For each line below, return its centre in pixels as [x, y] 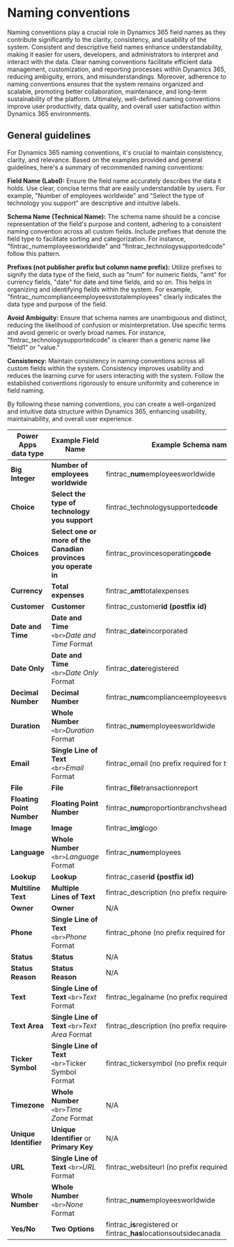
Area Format [72, 1034]
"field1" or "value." [34, 347]
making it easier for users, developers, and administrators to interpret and [113, 54]
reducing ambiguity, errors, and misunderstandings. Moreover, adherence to [117, 76]
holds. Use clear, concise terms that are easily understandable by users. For [116, 188]
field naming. [26, 390]
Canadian [68, 549]
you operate [72, 566]
